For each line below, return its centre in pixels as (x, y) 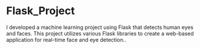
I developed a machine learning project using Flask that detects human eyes (100, 27)
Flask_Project (41, 11)
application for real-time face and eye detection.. (66, 40)
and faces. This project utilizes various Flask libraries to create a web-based (100, 33)
